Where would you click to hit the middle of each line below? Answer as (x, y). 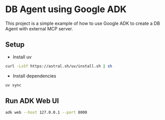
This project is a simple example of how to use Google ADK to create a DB (83, 23)
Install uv (22, 57)
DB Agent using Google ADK (66, 9)
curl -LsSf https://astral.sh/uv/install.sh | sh (59, 66)
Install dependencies (35, 76)
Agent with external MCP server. (39, 28)
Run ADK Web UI (32, 101)
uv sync (13, 85)
